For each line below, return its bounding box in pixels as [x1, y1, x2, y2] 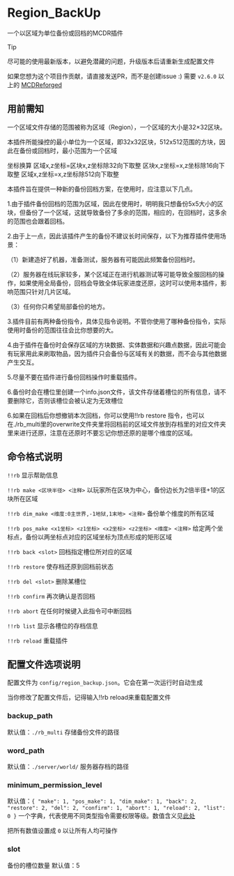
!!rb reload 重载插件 [7, 636, 68, 645]
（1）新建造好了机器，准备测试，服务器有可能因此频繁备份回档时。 [7, 255, 199, 263]
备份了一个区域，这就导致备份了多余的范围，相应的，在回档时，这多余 [25, 208, 227, 217]
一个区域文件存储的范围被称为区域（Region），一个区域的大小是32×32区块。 [7, 123, 226, 131]
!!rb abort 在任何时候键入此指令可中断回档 [7, 606, 132, 615]
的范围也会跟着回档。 [7, 217, 68, 225]
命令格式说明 [7, 451, 63, 463]
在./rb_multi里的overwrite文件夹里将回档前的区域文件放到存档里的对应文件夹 [7, 420, 226, 428]
